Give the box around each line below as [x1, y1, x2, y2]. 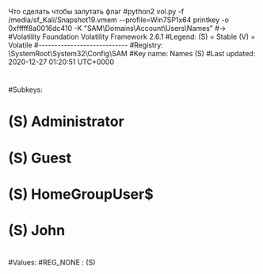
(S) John [8, 221, 66, 239]
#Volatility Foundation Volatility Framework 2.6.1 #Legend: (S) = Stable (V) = [8, 32, 256, 41]
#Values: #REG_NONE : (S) [8, 257, 96, 268]
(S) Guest [8, 149, 72, 167]
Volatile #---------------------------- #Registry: [8, 40, 164, 50]
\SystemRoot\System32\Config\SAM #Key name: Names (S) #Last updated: [8, 49, 256, 58]
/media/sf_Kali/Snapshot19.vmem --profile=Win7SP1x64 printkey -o [8, 15, 230, 25]
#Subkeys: [8, 85, 44, 94]
